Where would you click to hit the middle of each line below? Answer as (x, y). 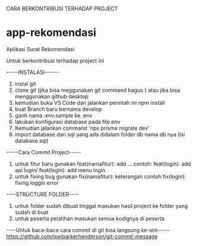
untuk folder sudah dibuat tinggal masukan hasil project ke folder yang (101, 205)
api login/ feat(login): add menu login (60, 170)
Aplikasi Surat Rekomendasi (40, 49)
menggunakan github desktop (51, 96)
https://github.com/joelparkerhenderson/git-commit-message (82, 236)
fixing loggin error (37, 183)
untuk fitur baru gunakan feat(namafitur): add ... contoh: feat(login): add (103, 164)
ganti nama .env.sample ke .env (54, 115)
